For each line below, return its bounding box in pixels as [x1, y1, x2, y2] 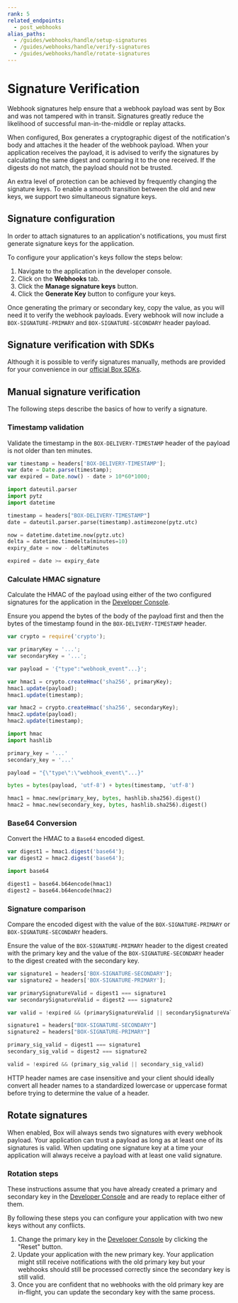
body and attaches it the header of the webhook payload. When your [7, 140, 209, 149]
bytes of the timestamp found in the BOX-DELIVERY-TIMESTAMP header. [7, 619, 207, 628]
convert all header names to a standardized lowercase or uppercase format [7, 1081, 227, 1090]
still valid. [17, 1272, 45, 1281]
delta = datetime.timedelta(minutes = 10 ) [7, 538, 129, 545]
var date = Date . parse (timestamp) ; [7, 466, 113, 473]
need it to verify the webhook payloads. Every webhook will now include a [7, 311, 225, 319]
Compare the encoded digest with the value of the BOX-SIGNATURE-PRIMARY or [7, 920, 230, 928]
